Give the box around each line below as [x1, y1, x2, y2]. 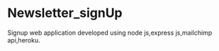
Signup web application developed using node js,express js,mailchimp [7, 28, 213, 37]
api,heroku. [7, 35, 40, 44]
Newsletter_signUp [7, 5, 123, 21]
